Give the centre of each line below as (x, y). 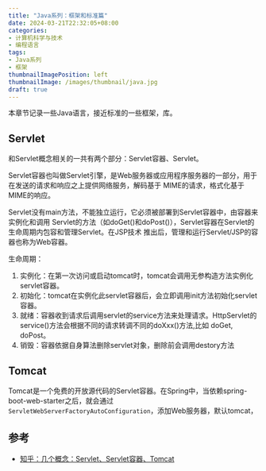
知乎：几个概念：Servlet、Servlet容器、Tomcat (97, 458)
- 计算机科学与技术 (36, 38)
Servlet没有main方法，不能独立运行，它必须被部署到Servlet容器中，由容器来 (133, 212)
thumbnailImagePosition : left (58, 75)
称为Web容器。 (47, 242)
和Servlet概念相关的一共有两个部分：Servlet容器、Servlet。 (106, 159)
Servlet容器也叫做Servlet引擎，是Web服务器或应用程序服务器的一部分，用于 (133, 176)
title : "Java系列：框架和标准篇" (58, 15)
